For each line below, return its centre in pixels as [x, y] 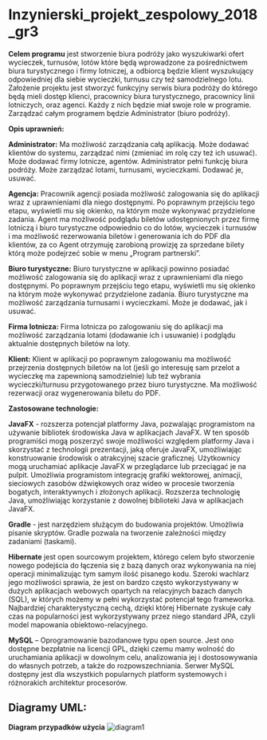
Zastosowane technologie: [54, 408]
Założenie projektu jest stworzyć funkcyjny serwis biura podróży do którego [133, 88]
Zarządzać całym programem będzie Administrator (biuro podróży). [119, 113]
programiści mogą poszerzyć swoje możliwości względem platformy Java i [131, 440]
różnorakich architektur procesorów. [68, 682]
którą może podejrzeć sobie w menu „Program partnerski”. [104, 253]
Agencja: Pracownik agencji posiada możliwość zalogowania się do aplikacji [134, 193]
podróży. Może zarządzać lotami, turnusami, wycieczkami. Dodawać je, [126, 169]
